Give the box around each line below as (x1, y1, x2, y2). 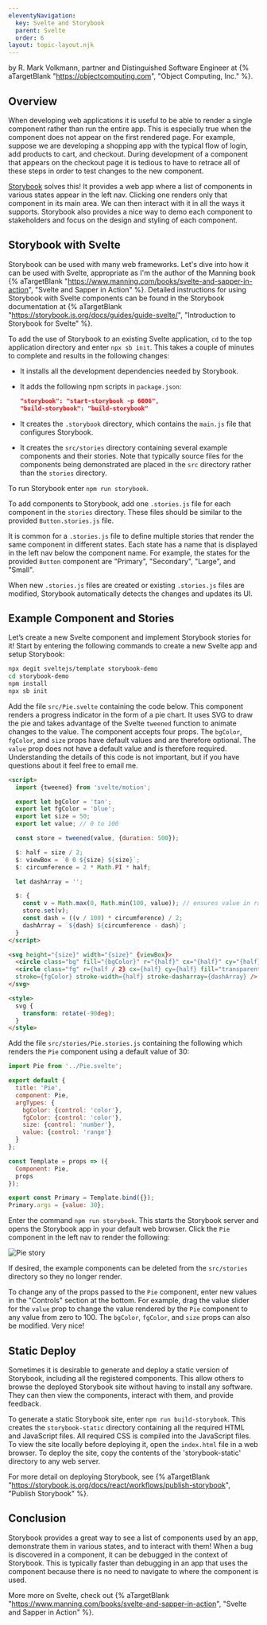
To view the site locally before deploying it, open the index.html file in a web (8, 1440, 258, 1449)
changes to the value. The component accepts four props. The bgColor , (8, 726, 242, 736)
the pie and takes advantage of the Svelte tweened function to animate (8, 718, 237, 728)
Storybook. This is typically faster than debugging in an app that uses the (8, 1558, 249, 1568)
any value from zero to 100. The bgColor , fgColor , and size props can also (8, 1313, 250, 1322)
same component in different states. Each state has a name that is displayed (8, 540, 258, 549)
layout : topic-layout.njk (8, 41, 94, 49)
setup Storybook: (8, 649, 65, 660)
